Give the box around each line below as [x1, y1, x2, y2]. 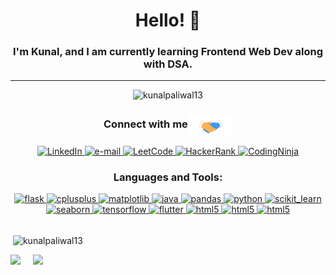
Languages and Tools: [113, 170, 223, 184]
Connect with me [103, 117, 188, 131]
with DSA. [143, 57, 193, 71]
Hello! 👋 [134, 9, 202, 32]
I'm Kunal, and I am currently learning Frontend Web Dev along [13, 45, 323, 59]
